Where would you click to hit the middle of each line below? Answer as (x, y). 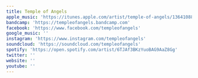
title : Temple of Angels (37, 11)
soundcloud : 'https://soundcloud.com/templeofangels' (74, 45)
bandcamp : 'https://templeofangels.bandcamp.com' (68, 22)
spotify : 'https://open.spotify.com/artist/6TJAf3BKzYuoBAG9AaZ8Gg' (92, 50)
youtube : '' (21, 66)
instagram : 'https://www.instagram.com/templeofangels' (76, 39)
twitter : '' (21, 55)
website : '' (21, 60)
